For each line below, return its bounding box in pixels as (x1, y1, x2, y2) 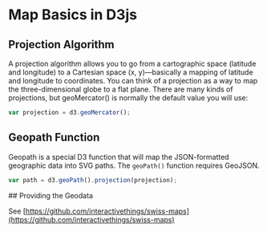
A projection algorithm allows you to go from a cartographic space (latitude (8, 59, 257, 68)
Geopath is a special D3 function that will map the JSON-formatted (8, 152, 230, 161)
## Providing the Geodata (8, 190, 94, 200)
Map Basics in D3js (8, 6, 138, 24)
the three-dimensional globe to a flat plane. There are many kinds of (8, 84, 234, 94)
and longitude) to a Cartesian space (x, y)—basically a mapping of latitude (8, 67, 254, 77)
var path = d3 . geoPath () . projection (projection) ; (8, 176, 178, 184)
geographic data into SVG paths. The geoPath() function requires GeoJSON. (8, 161, 261, 170)
